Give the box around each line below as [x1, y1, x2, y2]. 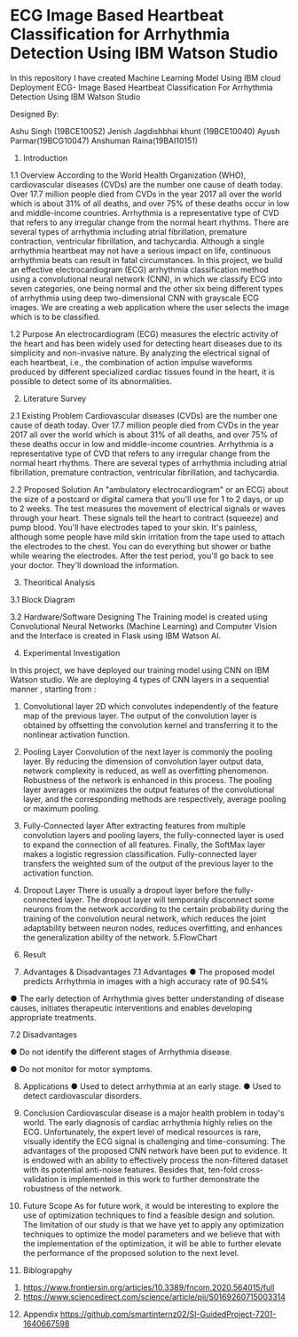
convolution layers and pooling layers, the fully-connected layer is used [22, 829, 285, 840]
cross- [239, 1164, 264, 1174]
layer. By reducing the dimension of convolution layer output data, [22, 756, 264, 766]
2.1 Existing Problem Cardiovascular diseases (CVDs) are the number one [10, 410, 278, 420]
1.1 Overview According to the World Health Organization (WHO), [10, 170, 247, 180]
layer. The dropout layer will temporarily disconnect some [64, 894, 275, 905]
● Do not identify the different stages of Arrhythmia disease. [10, 1046, 232, 1057]
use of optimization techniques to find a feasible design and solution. [22, 1210, 276, 1221]
